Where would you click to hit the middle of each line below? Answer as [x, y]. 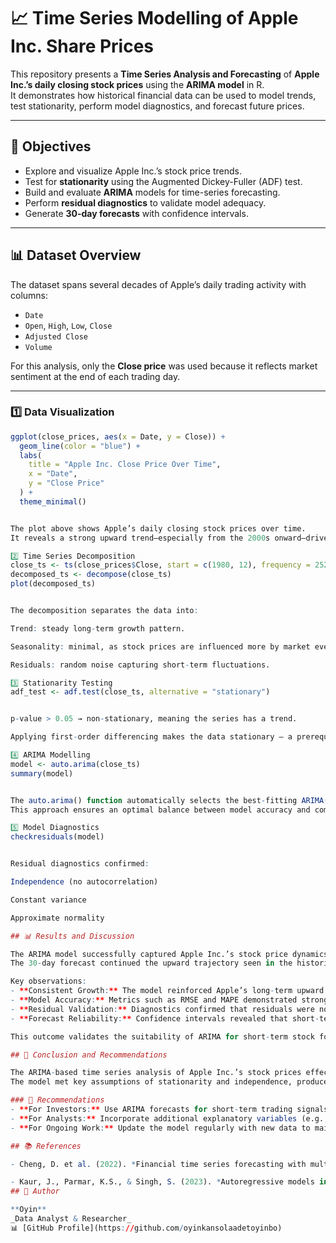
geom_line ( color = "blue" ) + [80, 446]
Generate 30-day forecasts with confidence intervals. [136, 213]
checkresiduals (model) [57, 837]
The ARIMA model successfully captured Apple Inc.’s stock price [149, 954]
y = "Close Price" [66, 483]
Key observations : [48, 981]
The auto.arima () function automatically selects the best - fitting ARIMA [167, 800]
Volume [38, 347]
